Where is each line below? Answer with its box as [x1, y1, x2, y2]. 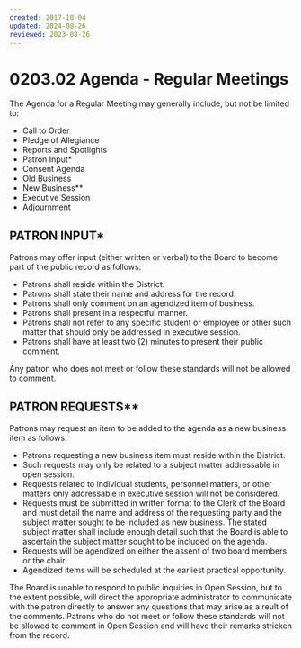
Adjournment [22, 202, 72, 212]
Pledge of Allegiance [22, 135, 100, 146]
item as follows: [9, 432, 67, 443]
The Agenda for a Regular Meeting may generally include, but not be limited [9, 98, 290, 109]
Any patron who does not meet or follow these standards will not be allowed [9, 364, 291, 374]
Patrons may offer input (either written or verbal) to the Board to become [9, 252, 279, 263]
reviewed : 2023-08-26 [9, 30, 91, 39]
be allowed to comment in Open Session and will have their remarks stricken [9, 620, 292, 631]
